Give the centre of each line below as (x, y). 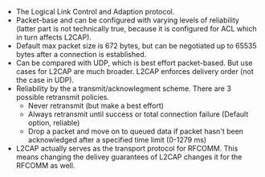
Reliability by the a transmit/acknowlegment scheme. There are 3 (123, 88)
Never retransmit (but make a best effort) (96, 105)
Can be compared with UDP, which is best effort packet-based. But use (134, 63)
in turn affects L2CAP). (54, 37)
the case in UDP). (45, 80)
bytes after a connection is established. (81, 54)
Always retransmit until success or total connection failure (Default (138, 114)
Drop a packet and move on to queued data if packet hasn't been (135, 131)
